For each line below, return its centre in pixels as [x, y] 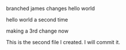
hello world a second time [37, 19]
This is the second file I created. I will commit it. [63, 42]
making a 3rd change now [37, 31]
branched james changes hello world [50, 8]
